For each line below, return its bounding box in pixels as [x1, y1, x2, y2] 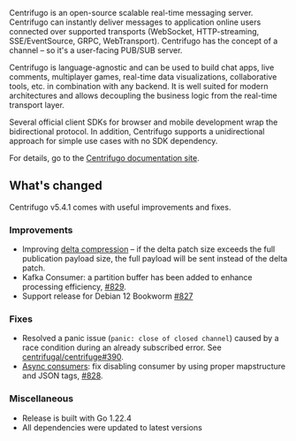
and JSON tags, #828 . [21, 370, 103, 381]
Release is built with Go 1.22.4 [21, 413, 133, 423]
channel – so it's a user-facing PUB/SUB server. [9, 45, 183, 56]
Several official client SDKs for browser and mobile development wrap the [9, 117, 278, 127]
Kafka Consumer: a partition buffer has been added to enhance [21, 272, 254, 283]
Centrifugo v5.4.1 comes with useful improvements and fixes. [9, 201, 231, 212]
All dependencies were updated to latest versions [21, 422, 203, 432]
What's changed [9, 179, 103, 194]
